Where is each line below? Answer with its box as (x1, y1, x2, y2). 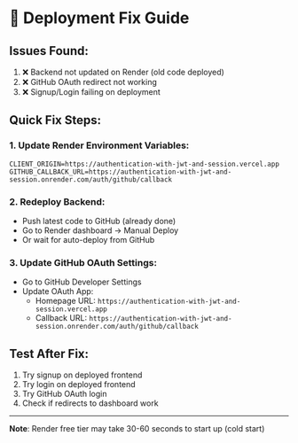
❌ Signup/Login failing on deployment (21, 87, 161, 97)
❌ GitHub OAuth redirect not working (21, 77, 158, 87)
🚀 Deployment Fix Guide (9, 8, 190, 28)
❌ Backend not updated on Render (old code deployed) (21, 66, 224, 77)
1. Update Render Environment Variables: (9, 139, 190, 152)
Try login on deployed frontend (21, 379, 136, 390)
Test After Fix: (9, 346, 90, 361)
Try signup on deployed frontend (21, 369, 143, 380)
